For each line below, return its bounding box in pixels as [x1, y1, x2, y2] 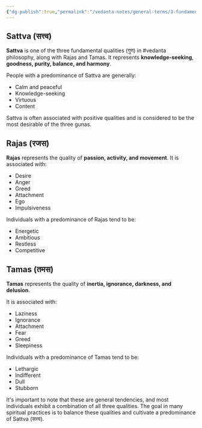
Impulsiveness [14, 204, 51, 211]
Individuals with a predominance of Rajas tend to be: [6, 216, 136, 223]
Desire [14, 172, 32, 179]
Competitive [14, 247, 46, 254]
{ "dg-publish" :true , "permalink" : [6, 8, 90, 15]
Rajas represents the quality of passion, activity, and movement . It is [6, 154, 179, 161]
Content [14, 103, 35, 110]
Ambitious [14, 234, 40, 241]
